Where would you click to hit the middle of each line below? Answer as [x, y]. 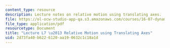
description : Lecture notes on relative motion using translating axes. [83, 14]
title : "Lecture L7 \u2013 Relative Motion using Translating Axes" [79, 33]
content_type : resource [30, 10]
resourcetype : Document [30, 28]
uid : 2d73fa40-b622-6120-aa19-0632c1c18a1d [52, 38]
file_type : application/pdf [35, 24]
